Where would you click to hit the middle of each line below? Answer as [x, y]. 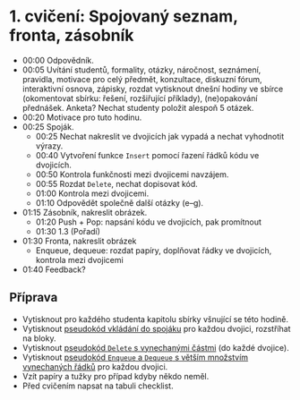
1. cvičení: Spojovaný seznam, [124, 17]
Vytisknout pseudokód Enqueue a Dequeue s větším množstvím [135, 357]
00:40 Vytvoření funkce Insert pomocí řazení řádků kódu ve [147, 155]
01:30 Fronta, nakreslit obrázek [79, 241]
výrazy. [49, 146]
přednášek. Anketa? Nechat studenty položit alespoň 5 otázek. [138, 107]
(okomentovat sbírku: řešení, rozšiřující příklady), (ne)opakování [140, 98]
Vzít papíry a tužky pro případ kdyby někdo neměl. [116, 376]
